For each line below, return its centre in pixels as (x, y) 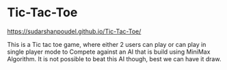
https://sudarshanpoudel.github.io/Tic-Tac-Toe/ (74, 31)
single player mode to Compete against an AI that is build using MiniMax (109, 52)
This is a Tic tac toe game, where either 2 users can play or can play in (107, 44)
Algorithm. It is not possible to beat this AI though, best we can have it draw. (114, 58)
